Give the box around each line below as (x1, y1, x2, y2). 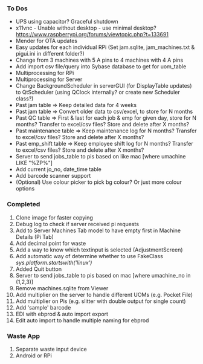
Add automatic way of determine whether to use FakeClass (15, 252, 164, 259)
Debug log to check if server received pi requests (15, 220, 140, 227)
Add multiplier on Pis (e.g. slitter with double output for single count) (15, 297, 186, 305)
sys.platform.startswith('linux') (15, 259, 92, 266)
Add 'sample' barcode (15, 304, 71, 311)
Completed (7, 200, 40, 209)
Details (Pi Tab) (15, 233, 54, 240)
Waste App (7, 331, 40, 340)
